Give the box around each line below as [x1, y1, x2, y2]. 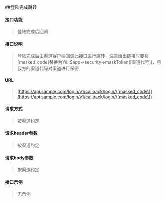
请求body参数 [5, 154, 34, 161]
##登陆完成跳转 [5, 4, 37, 10]
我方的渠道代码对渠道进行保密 [17, 65, 79, 71]
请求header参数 [5, 130, 38, 136]
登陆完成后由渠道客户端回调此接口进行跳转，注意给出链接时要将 [17, 53, 149, 59]
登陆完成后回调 [17, 29, 48, 35]
